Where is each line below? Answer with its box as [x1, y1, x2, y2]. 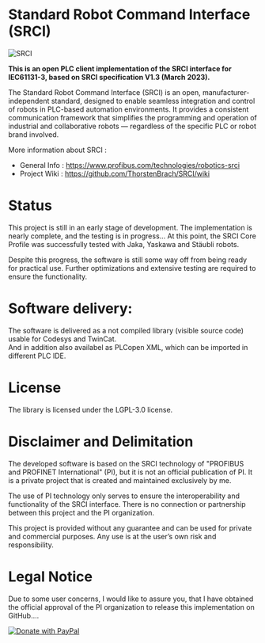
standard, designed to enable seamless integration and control [51, 96, 256, 105]
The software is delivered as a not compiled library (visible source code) [8, 325, 244, 335]
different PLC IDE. [8, 351, 66, 360]
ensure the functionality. [8, 272, 88, 281]
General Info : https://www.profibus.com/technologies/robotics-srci [19, 160, 240, 169]
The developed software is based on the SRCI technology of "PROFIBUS [8, 458, 244, 468]
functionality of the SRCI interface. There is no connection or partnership [8, 499, 246, 508]
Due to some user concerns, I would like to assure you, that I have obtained [8, 594, 254, 603]
